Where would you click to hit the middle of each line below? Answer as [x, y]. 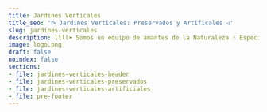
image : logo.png [35, 45]
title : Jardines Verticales [55, 15]
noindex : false [33, 60]
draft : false [30, 52]
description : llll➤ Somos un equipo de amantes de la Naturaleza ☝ [122, 37]
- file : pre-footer [41, 96]
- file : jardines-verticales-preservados [78, 81]
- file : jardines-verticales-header [69, 74]
